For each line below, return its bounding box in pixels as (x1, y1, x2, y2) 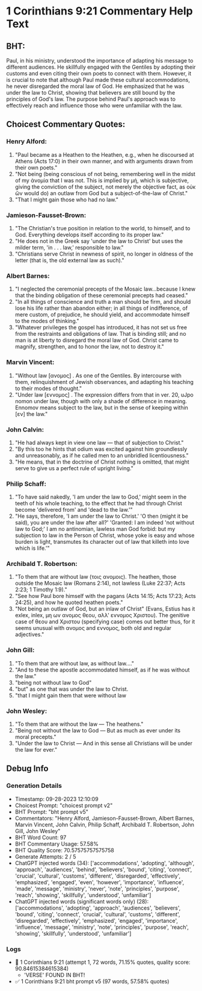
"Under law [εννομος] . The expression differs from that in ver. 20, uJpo (14, 391, 194, 398)
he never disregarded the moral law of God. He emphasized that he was (6, 83, 185, 90)
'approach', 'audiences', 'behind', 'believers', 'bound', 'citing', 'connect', (14, 866, 192, 873)
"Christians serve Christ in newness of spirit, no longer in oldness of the (14, 250, 194, 257)
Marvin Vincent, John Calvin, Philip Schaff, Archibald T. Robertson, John (14, 821, 194, 828)
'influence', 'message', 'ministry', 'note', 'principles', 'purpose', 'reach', (14, 923, 189, 931)
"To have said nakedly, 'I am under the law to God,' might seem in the (14, 493, 187, 501)
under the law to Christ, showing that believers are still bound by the (6, 89, 176, 96)
